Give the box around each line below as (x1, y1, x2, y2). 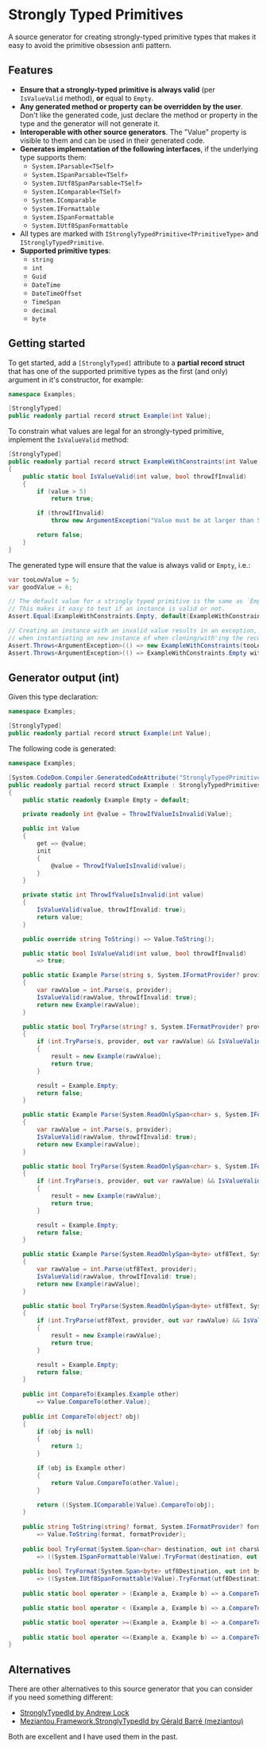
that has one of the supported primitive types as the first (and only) (8, 366, 228, 376)
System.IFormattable (31, 205, 100, 213)
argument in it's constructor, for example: (8, 375, 144, 384)
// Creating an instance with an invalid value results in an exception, (8, 627, 258, 635)
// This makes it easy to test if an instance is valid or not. (8, 605, 226, 613)
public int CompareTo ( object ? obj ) (22, 1412, 141, 1420)
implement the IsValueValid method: (8, 435, 130, 444)
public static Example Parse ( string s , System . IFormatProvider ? (22, 971, 240, 979)
